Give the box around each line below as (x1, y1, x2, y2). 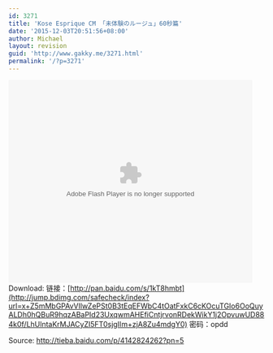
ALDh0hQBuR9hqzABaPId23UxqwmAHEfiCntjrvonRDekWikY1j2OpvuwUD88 (8, 309, 265, 319)
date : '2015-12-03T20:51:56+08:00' (8, 27, 129, 35)
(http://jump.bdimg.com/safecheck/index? (8, 292, 150, 302)
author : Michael (8, 34, 63, 43)
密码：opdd (189, 319, 229, 329)
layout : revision (8, 42, 67, 50)
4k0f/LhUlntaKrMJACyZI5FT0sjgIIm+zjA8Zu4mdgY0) (8, 319, 188, 329)
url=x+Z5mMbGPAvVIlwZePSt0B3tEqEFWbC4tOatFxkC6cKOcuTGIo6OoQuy (8, 301, 264, 311)
